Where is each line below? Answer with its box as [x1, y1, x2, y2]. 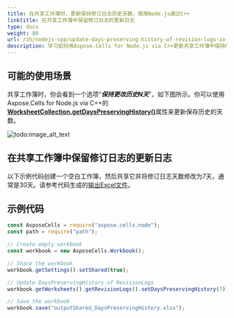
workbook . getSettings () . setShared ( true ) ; [7, 266, 130, 273]
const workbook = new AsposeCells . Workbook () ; [7, 248, 145, 255]
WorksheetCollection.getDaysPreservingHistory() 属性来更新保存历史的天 [7, 107, 223, 116]
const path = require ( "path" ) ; [7, 228, 98, 236]
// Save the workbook [7, 298, 70, 305]
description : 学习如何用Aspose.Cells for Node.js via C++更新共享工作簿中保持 [7, 43, 226, 50]
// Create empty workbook [7, 241, 82, 248]
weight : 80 [7, 29, 39, 37]
